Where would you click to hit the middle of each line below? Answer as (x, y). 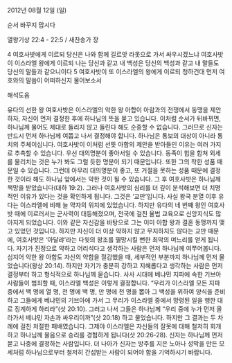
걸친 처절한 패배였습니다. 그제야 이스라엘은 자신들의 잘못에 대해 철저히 (114, 326)
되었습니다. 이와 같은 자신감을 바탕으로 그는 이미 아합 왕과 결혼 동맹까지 (122, 222)
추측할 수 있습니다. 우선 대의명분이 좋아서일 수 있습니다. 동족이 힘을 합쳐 (111, 153)
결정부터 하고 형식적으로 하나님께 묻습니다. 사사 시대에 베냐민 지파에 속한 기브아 (114, 274)
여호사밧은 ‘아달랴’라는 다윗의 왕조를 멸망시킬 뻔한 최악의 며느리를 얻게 (111, 240)
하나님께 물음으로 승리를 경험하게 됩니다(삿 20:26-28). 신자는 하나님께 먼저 (121, 335)
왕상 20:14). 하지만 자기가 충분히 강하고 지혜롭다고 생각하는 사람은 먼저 (127, 266)
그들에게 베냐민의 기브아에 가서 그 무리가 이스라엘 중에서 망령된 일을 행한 (118, 300)
